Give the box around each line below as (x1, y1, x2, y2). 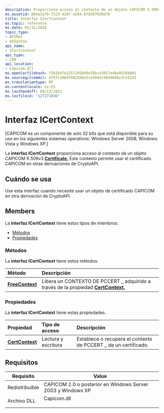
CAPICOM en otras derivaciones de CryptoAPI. (5, 161, 99, 166)
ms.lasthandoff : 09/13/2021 (5, 89, 62, 94)
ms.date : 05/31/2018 (5, 25, 47, 30)
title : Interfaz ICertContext (5, 16, 67, 21)
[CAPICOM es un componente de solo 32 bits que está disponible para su (5, 130, 154, 137)
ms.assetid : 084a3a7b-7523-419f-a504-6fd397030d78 (5, 12, 110, 17)
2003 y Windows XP (43, 387, 91, 394)
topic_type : (5, 30, 29, 35)
